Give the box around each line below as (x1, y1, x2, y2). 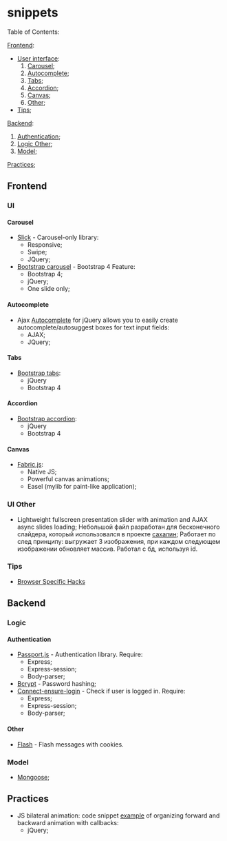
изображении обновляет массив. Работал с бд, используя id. (17, 545, 198, 553)
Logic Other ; (17, 139, 53, 148)
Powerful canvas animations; (27, 475, 110, 483)
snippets (7, 5, 58, 21)
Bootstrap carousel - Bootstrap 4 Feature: (17, 263, 136, 271)
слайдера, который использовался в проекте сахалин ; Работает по (17, 529, 216, 538)
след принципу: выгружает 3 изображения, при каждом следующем (17, 537, 221, 545)
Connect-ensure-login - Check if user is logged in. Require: (17, 687, 186, 696)
